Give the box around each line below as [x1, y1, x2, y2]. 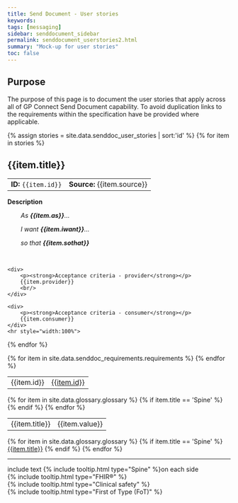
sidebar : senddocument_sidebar [7, 30, 100, 37]
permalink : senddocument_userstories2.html [7, 37, 138, 44]
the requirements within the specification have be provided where [7, 110, 200, 118]
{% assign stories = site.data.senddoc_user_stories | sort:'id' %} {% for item [7, 131, 230, 139]
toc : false [7, 50, 40, 57]
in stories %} [7, 139, 45, 147]
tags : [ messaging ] [7, 23, 62, 30]
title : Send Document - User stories [7, 10, 119, 18]
